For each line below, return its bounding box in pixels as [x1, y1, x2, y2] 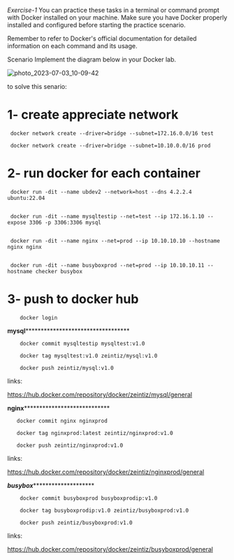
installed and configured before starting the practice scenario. [7, 21, 187, 29]
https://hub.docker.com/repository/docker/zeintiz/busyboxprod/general [7, 545, 213, 553]
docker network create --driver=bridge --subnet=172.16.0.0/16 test [10, 129, 214, 137]
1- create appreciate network [7, 107, 179, 123]
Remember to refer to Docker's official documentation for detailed [7, 34, 197, 43]
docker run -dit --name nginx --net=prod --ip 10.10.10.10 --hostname [10, 237, 220, 244]
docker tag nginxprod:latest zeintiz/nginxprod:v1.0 [16, 429, 173, 436]
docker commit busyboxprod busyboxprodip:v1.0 [20, 494, 158, 502]
